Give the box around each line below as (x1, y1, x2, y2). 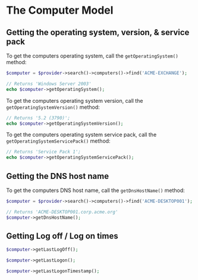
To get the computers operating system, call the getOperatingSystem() (6, 52, 178, 59)
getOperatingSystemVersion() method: (6, 103, 100, 111)
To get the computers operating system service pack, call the (6, 131, 157, 139)
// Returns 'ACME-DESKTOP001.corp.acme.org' (6, 209, 118, 215)
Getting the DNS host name (6, 171, 109, 181)
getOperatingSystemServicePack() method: (6, 137, 111, 144)
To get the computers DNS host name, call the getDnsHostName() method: (6, 187, 186, 194)
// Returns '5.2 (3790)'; (6, 115, 70, 121)
